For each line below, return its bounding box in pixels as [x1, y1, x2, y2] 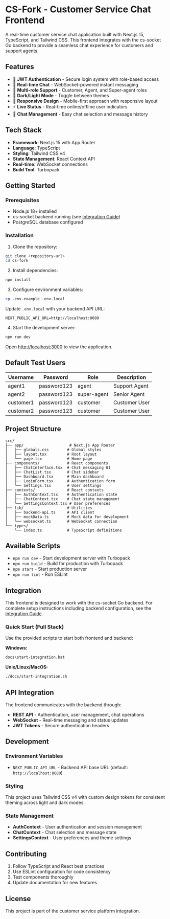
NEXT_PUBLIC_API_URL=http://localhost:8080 [5, 316, 100, 321]
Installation [5, 232, 34, 239]
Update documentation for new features [12, 880, 98, 886]
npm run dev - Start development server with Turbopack [12, 555, 130, 561]
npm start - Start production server [12, 566, 87, 572]
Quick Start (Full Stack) [5, 623, 64, 631]
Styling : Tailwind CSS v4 [12, 150, 65, 156]
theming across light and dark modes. [5, 799, 85, 806]
